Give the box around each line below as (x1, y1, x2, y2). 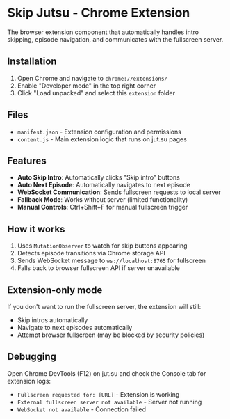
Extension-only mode (7, 284, 103, 296)
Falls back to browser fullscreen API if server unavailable (17, 264, 181, 272)
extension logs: (7, 377, 51, 385)
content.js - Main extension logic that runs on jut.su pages (17, 134, 188, 143)
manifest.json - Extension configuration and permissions (17, 127, 182, 136)
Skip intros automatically (17, 316, 88, 324)
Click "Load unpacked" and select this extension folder (17, 88, 176, 97)
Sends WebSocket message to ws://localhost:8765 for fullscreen (17, 256, 206, 265)
